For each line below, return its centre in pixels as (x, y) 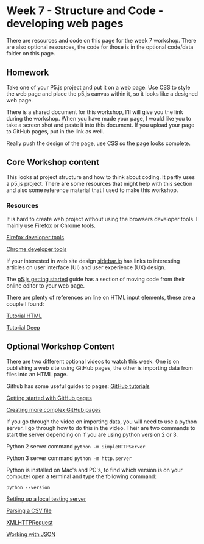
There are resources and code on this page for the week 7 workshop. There (101, 40)
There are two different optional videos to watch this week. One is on (93, 361)
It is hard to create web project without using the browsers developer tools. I (102, 219)
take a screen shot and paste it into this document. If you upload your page (100, 125)
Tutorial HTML (24, 316)
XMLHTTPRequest (30, 522)
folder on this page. (31, 53)
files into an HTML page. (37, 374)
